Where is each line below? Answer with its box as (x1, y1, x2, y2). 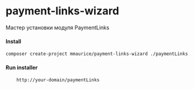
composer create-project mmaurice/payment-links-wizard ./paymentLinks (5, 51, 188, 57)
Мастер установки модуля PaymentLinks (5, 24, 110, 31)
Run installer (5, 64, 38, 71)
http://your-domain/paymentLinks (16, 77, 100, 83)
